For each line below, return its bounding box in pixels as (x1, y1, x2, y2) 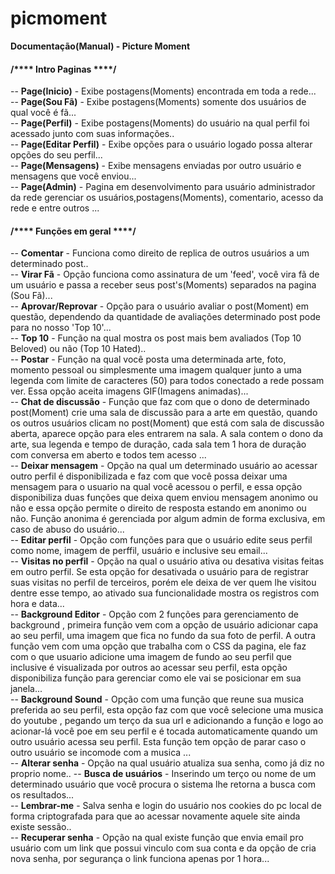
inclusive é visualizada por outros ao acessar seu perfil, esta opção (10, 662, 288, 674)
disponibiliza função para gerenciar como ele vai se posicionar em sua (10, 672, 302, 684)
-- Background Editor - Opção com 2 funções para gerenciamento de (10, 608, 299, 621)
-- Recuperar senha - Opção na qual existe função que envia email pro (10, 832, 304, 844)
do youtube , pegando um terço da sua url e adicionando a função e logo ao (10, 715, 324, 727)
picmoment (10, 7, 108, 30)
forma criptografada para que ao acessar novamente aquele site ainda (10, 810, 301, 822)
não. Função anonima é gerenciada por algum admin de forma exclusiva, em (10, 513, 326, 525)
